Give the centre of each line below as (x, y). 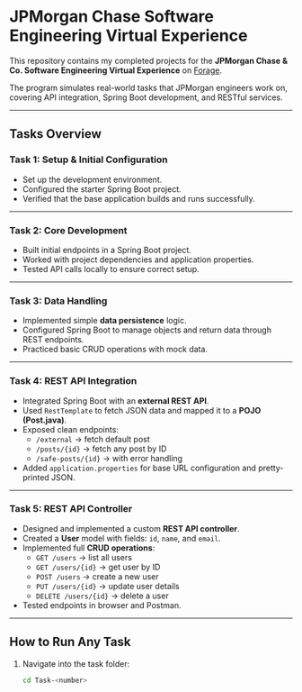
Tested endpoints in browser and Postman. (102, 605)
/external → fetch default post (93, 439)
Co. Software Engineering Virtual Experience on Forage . (116, 70)
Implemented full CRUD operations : (89, 548)
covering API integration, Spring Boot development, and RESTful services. (146, 97)
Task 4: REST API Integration (73, 381)
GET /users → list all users (84, 557)
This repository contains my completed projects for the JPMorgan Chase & (149, 60)
